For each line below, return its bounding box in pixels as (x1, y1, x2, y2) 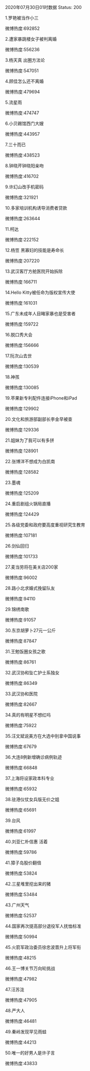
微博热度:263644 (5, 216, 41, 221)
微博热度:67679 (5, 743, 37, 749)
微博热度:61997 (5, 828, 36, 834)
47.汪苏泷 (5, 987, 25, 992)
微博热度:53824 (5, 870, 38, 876)
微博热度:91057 (5, 617, 36, 623)
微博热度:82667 (5, 701, 37, 707)
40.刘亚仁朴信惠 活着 (5, 839, 48, 844)
